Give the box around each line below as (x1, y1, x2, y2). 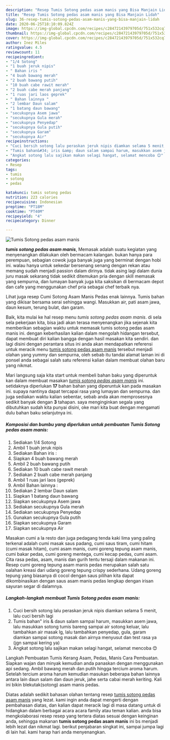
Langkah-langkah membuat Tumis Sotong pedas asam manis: (6, 595, 140, 601)
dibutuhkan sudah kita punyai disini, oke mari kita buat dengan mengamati (6, 404, 160, 410)
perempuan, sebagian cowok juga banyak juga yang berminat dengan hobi (6, 257, 161, 263)
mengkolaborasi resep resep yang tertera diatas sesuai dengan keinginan (6, 713, 158, 719)
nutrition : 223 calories (6, 195, 58, 200)
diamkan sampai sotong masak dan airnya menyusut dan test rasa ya (13, 635, 157, 641)
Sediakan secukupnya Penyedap (13, 509, 81, 515)
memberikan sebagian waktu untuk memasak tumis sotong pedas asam (6, 325, 155, 331)
